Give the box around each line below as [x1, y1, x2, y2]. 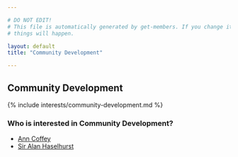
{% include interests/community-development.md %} [7, 100, 164, 109]
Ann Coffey [17, 134, 51, 143]
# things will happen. [7, 30, 74, 37]
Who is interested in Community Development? [7, 118, 174, 128]
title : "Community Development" [7, 49, 103, 57]
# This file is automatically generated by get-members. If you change [7, 23, 223, 31]
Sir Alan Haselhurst [17, 142, 74, 151]
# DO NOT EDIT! [7, 16, 52, 23]
